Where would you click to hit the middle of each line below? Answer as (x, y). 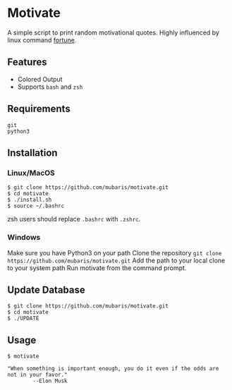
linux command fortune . (42, 39)
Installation (32, 153)
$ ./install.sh (30, 200)
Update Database (47, 290)
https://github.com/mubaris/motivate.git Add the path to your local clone (116, 260)
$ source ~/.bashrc (36, 206)
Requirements (39, 109)
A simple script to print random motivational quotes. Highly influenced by (114, 32)
